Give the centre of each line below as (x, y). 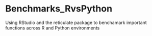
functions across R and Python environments (53, 27)
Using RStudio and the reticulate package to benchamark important (76, 22)
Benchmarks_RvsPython (59, 9)
